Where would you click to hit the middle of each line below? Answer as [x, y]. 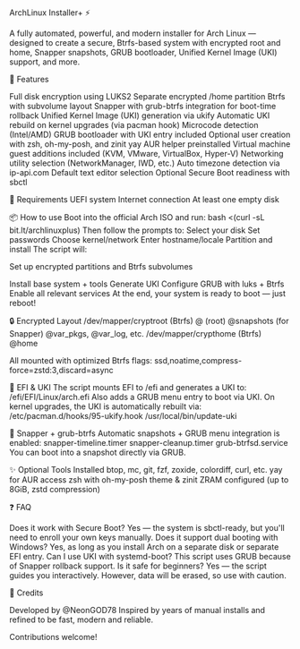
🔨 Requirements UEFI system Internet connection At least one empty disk [144, 199]
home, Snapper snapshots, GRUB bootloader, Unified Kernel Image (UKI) [143, 52]
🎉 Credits [26, 593]
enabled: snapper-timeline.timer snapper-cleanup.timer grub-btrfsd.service [149, 443]
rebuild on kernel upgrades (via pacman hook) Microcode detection [134, 125]
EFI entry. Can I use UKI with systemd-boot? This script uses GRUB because [150, 556]
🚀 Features [29, 79]
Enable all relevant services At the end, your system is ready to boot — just [148, 293]
